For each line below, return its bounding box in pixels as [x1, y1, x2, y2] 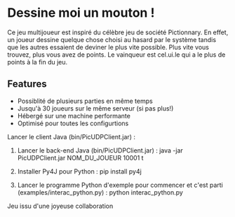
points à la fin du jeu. [7, 57, 68, 66]
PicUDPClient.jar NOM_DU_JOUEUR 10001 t [17, 153, 144, 162]
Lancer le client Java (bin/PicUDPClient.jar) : [7, 132, 135, 141]
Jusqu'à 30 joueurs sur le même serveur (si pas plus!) [17, 104, 174, 113]
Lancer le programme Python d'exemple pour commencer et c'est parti [17, 181, 223, 189]
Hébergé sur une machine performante [17, 111, 131, 120]
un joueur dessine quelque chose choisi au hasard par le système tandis [7, 35, 216, 43]
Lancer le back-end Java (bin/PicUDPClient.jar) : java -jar [17, 146, 184, 155]
